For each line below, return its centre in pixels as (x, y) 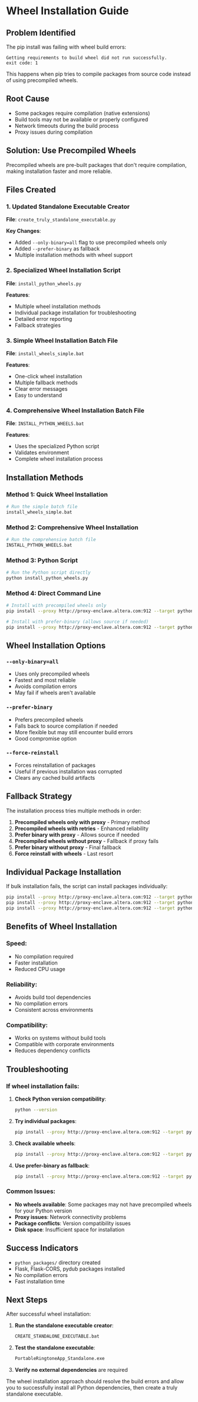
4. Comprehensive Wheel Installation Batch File (75, 410)
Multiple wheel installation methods (58, 306)
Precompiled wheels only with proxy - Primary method (82, 822)
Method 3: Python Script (42, 560)
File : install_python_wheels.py (44, 283)
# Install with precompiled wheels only (57, 606)
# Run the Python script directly (49, 573)
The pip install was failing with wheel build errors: (66, 47)
